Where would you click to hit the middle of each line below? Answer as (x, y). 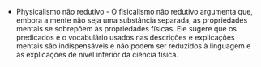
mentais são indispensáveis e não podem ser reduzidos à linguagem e (133, 46)
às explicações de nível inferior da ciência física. (97, 54)
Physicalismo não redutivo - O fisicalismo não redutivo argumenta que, (135, 12)
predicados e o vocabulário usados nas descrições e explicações (125, 37)
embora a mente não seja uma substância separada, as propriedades (132, 20)
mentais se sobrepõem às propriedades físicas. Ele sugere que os (126, 29)
